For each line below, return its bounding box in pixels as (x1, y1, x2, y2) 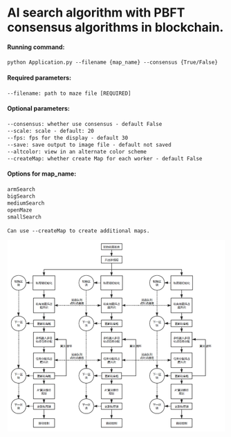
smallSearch (7, 214, 41, 221)
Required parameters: (7, 73, 71, 82)
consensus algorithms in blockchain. (7, 19, 224, 35)
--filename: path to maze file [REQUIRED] (7, 90, 131, 97)
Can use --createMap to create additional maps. (7, 227, 150, 234)
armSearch (7, 186, 36, 193)
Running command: (7, 43, 65, 51)
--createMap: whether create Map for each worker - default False (7, 155, 203, 162)
